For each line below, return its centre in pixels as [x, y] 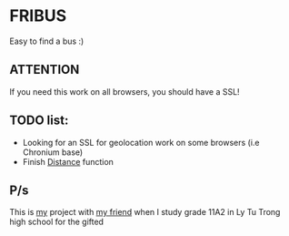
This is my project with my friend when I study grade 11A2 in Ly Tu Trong [145, 212]
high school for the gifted [57, 222]
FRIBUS [38, 16]
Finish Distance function [68, 161]
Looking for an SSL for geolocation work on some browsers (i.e [141, 142]
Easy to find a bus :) [47, 41]
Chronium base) [53, 152]
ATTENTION [45, 70]
